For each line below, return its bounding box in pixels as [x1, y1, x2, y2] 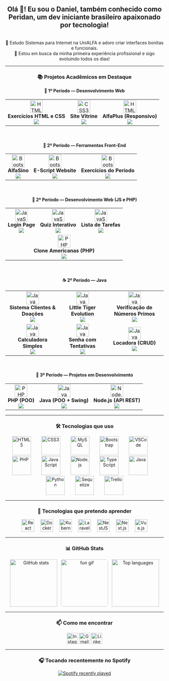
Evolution [71, 310, 95, 317]
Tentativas [69, 342, 96, 349]
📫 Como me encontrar [56, 619, 113, 626]
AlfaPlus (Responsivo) [102, 112, 157, 119]
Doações [22, 310, 44, 317]
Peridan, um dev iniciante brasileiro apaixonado [8, 13, 161, 22]
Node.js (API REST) [93, 397, 141, 404]
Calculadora [17, 336, 48, 343]
